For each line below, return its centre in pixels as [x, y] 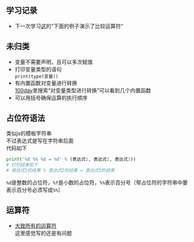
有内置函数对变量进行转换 [46, 83]
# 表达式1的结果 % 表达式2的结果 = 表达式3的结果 [60, 170]
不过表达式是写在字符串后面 [40, 141]
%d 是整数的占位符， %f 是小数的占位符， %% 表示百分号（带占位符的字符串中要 [97, 183]
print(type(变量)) [36, 76]
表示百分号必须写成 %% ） [35, 190]
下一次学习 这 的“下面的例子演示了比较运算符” [69, 26]
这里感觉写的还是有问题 [43, 233]
